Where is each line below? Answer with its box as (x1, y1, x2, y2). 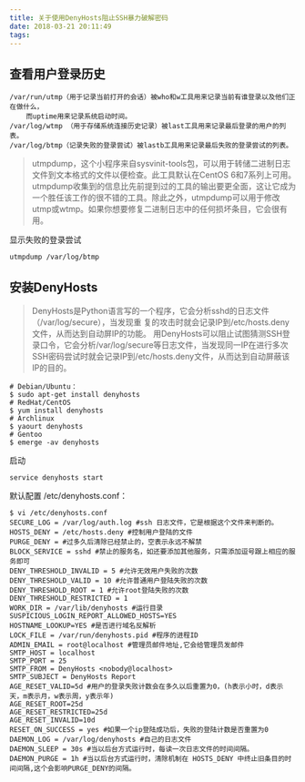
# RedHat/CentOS (9, 398, 71, 407)
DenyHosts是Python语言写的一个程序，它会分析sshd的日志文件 (31, 306, 270, 316)
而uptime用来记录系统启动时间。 (25, 112, 132, 121)
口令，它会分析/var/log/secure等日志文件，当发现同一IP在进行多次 (39, 340, 289, 350)
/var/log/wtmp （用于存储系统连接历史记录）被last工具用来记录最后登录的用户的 (9, 122, 280, 131)
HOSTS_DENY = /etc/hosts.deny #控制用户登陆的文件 (9, 528, 193, 537)
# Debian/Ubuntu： (9, 382, 78, 391)
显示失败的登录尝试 (9, 234, 82, 246)
